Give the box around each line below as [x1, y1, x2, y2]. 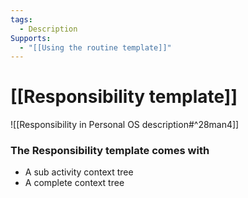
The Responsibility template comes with [10, 144, 210, 158]
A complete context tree [24, 177, 125, 189]
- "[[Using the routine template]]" [19, 42, 172, 53]
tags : [10, 14, 33, 25]
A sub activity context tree [24, 166, 134, 178]
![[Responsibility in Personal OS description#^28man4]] [10, 119, 240, 131]
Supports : [10, 33, 52, 43]
